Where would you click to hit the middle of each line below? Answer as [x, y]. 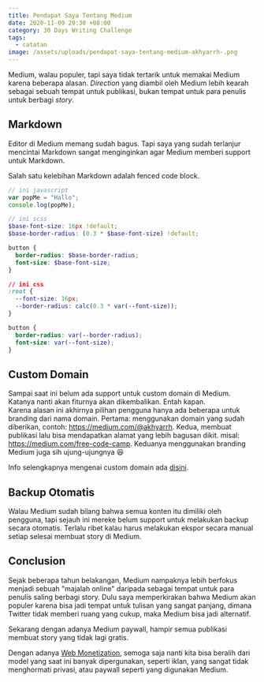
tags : [17, 37]
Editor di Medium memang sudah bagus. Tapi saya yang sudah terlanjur [125, 144]
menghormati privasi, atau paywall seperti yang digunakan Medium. [118, 669]
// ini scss [28, 219]
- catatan [31, 45]
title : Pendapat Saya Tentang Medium [70, 15]
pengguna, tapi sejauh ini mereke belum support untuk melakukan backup [128, 520]
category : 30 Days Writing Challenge [70, 30]
